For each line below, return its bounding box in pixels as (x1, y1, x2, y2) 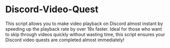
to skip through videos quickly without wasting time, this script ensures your (5, 31, 165, 37)
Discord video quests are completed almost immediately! (5, 37, 125, 43)
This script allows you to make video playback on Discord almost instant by (5, 20, 163, 27)
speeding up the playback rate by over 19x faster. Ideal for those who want (5, 26, 162, 32)
